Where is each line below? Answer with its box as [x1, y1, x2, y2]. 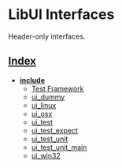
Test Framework [31, 84, 84, 93]
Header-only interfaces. [8, 32, 86, 41]
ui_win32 [31, 151, 61, 160]
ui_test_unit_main [31, 142, 87, 151]
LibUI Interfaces [8, 6, 115, 24]
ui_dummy [31, 92, 65, 102]
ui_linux [31, 100, 57, 110]
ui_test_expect [31, 125, 79, 135]
